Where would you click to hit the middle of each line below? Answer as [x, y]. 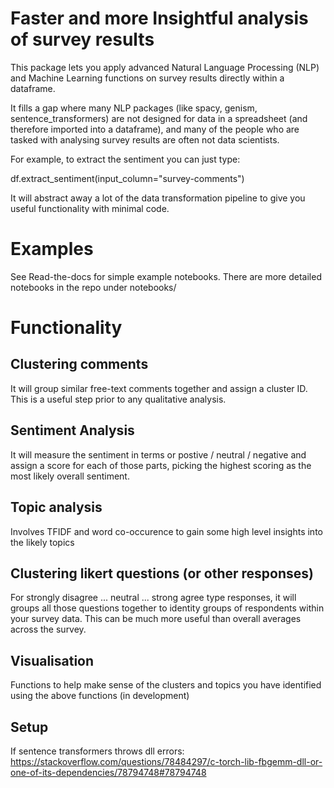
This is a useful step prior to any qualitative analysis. [118, 399]
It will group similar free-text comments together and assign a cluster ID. [159, 388]
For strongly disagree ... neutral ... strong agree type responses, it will [153, 598]
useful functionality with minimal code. [90, 208]
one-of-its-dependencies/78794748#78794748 [108, 772]
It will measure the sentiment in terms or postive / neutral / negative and [158, 454]
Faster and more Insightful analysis [159, 18]
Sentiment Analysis [72, 430]
